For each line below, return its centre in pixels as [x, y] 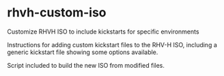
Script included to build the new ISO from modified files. [86, 65]
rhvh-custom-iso [57, 13]
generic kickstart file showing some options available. [83, 52]
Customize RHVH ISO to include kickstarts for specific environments [103, 31]
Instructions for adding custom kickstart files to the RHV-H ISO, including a [112, 45]
